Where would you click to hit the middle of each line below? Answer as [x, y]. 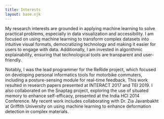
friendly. [14, 60]
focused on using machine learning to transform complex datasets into [77, 39]
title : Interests [23, 10]
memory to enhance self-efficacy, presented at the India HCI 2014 [72, 96]
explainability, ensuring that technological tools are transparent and [74, 54]
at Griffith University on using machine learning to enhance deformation [78, 106]
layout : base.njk [23, 14]
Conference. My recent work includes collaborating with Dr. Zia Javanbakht [82, 101]
